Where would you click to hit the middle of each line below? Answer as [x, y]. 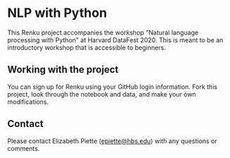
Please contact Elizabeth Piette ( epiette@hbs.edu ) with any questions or [112, 141]
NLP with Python [57, 13]
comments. [24, 148]
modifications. [28, 102]
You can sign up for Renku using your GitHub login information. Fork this [112, 87]
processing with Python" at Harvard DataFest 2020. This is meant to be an [115, 39]
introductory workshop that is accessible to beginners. [87, 47]
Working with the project [63, 69]
